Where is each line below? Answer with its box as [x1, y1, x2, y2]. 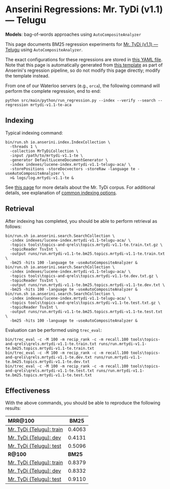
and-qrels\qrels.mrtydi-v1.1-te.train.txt [5, 341, 97, 346]
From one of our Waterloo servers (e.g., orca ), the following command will [5, 83, 160, 89]
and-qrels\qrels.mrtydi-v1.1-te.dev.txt [5, 354, 93, 360]
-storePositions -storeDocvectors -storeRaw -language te [10, 166, 136, 171]
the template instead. [5, 72, 50, 79]
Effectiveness [5, 386, 50, 395]
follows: [5, 223, 22, 229]
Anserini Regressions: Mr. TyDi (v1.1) [5, 4, 163, 15]
